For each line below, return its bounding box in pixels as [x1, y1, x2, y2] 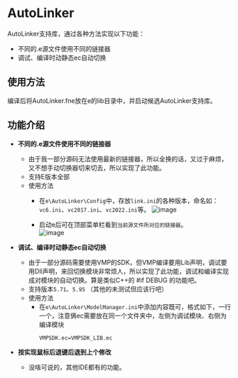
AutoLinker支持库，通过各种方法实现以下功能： [7, 29, 146, 38]
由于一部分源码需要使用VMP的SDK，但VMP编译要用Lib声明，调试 [28, 258, 222, 266]
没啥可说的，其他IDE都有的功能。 [28, 362, 126, 371]
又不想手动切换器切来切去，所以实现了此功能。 [28, 163, 166, 172]
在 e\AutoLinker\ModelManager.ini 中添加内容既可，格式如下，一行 [38, 302, 231, 310]
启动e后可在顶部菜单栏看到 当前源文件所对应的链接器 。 [38, 220, 188, 229]
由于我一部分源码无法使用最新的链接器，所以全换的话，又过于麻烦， [28, 154, 228, 163]
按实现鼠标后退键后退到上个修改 [17, 347, 112, 356]
